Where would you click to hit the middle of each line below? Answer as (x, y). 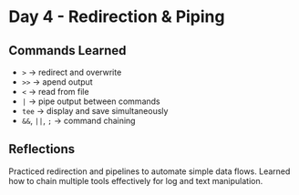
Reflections (42, 149)
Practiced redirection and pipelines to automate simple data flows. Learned (149, 171)
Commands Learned (67, 51)
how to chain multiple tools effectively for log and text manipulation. (136, 180)
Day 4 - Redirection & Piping (117, 17)
